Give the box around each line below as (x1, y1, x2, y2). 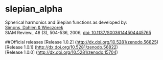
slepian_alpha (5, 3, 63, 15)
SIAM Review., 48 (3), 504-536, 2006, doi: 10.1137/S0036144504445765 (5, 30, 152, 35)
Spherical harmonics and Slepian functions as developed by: (5, 19, 127, 25)
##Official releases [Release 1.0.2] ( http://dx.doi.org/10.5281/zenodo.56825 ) (5, 39, 159, 45)
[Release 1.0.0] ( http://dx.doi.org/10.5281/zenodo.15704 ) (5, 49, 118, 55)
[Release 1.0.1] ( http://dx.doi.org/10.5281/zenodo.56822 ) (5, 44, 118, 50)
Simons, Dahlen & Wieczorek (5, 24, 64, 30)
